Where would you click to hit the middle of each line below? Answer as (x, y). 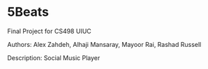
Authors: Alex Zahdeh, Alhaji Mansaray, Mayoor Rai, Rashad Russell (104, 44)
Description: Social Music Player (54, 58)
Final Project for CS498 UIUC (50, 31)
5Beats (28, 12)
